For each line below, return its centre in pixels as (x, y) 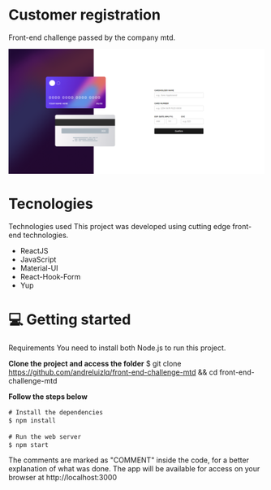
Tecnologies (51, 204)
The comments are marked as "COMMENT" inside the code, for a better (129, 460)
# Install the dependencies (56, 412)
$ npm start (28, 444)
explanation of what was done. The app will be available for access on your (134, 468)
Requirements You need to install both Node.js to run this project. (117, 348)
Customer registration (84, 15)
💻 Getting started (70, 320)
